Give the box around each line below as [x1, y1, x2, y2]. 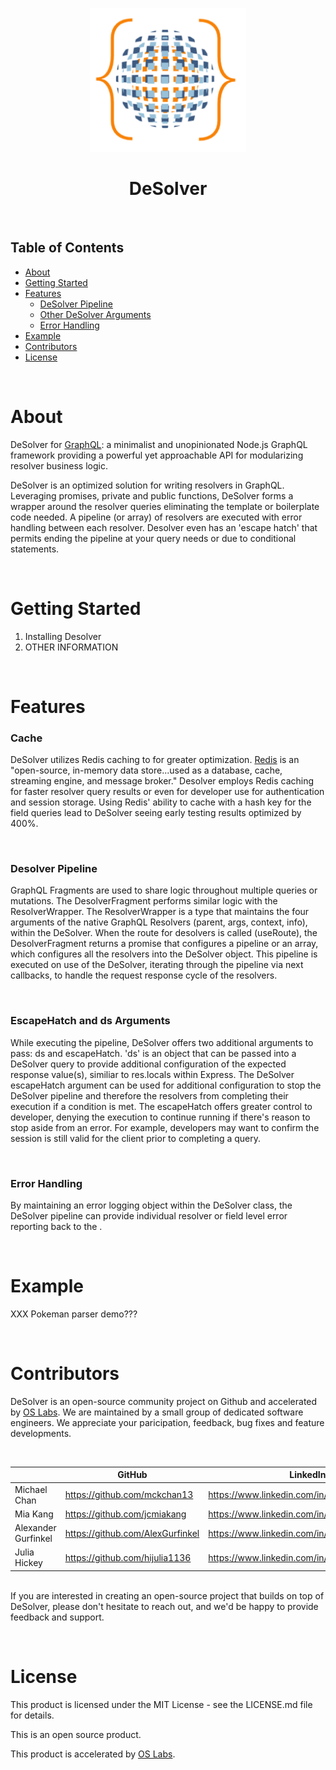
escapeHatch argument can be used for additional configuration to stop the [10, 1079, 322, 1091]
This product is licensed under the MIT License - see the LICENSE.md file [10, 1698, 313, 1710]
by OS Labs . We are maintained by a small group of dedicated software [10, 1406, 304, 1418]
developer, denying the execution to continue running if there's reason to [10, 1111, 311, 1123]
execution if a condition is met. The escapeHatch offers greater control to [10, 1100, 313, 1112]
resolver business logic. [10, 459, 108, 472]
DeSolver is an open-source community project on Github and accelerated [10, 1395, 318, 1407]
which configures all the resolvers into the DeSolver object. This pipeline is [10, 948, 318, 960]
